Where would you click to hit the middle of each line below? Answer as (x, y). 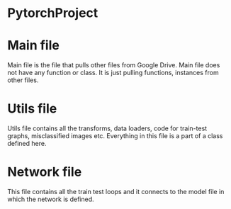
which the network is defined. (51, 199)
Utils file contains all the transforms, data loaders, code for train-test (107, 128)
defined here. (27, 144)
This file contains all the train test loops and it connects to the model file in (116, 192)
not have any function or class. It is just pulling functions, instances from (113, 73)
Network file (45, 172)
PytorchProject (53, 13)
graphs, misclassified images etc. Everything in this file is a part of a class (115, 136)
